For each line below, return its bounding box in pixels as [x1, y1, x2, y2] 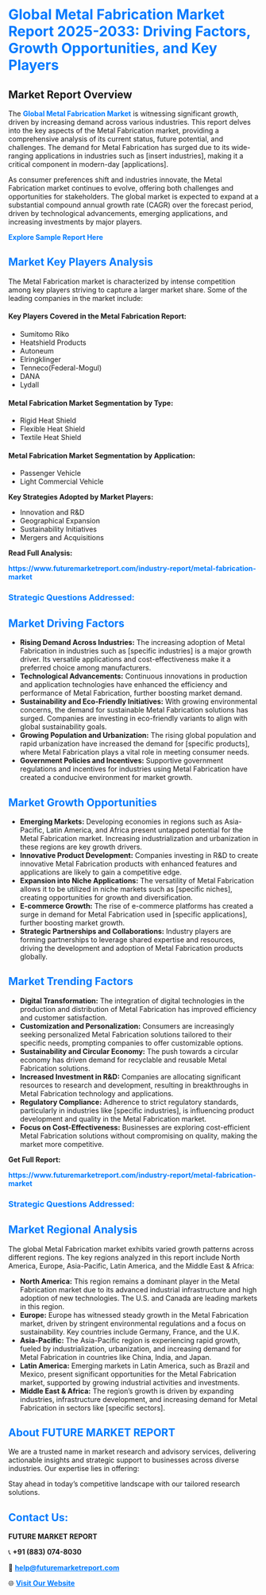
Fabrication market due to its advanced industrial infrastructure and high [19, 1284, 257, 1294]
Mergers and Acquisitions [19, 533, 105, 543]
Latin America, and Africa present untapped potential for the [46, 825, 244, 835]
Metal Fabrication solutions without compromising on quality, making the [19, 1130, 258, 1141]
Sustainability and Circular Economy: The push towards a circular [19, 1046, 239, 1056]
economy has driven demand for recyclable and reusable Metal [19, 1055, 227, 1064]
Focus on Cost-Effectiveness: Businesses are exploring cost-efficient [19, 1122, 250, 1132]
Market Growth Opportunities [8, 796, 157, 809]
